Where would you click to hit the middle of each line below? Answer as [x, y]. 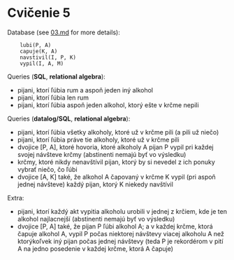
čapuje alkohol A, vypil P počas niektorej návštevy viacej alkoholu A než [121, 233]
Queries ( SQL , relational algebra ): [57, 76]
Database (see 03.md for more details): [64, 32]
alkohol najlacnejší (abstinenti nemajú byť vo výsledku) [96, 219]
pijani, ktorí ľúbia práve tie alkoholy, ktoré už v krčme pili [98, 139]
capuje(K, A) [39, 51]
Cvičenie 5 [39, 13]
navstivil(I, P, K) [48, 57]
